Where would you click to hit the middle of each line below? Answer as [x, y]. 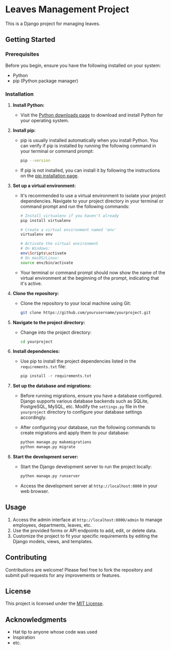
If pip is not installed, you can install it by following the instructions [90, 170]
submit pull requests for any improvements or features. [63, 575]
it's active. [31, 283]
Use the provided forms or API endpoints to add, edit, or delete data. [85, 530]
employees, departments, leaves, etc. [52, 525]
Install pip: [24, 130]
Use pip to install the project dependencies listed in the [78, 361]
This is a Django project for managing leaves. [53, 24]
